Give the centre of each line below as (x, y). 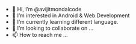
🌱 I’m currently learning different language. (65, 22)
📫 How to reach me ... (40, 35)
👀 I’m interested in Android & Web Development (71, 15)
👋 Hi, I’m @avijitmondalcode (47, 9)
